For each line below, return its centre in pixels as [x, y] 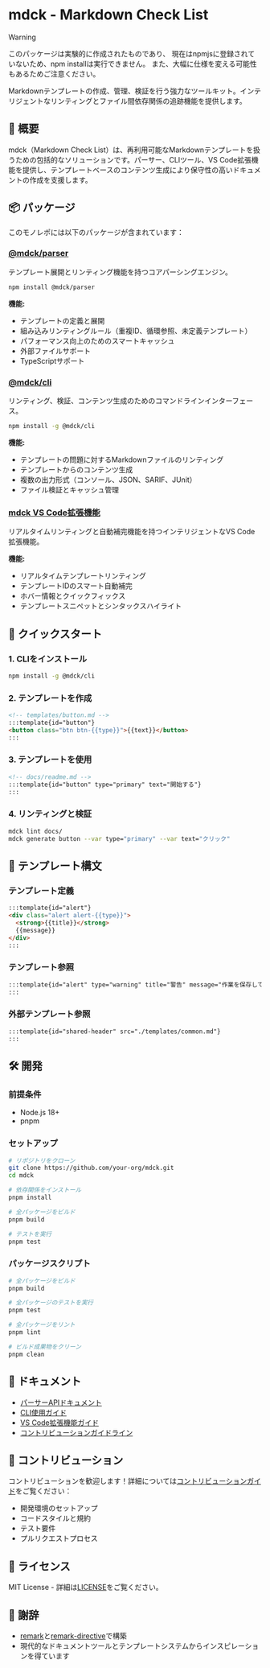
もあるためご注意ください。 [54, 73]
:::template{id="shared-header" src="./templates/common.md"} [115, 1032]
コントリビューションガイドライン [76, 1432]
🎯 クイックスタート [55, 634]
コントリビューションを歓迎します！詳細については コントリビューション [128, 1481]
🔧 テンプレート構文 [55, 865]
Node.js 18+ [40, 1113]
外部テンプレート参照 [49, 1014]
